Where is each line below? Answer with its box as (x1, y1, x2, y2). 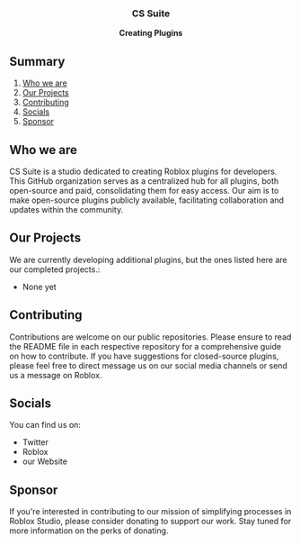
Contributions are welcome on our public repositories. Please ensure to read (9, 332, 292, 342)
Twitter (22, 437, 49, 448)
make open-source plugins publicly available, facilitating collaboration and (9, 195, 285, 205)
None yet (22, 281, 57, 292)
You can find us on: (9, 420, 81, 431)
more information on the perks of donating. (9, 525, 169, 536)
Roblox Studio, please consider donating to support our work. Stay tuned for (9, 516, 292, 527)
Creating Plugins (119, 28, 183, 39)
